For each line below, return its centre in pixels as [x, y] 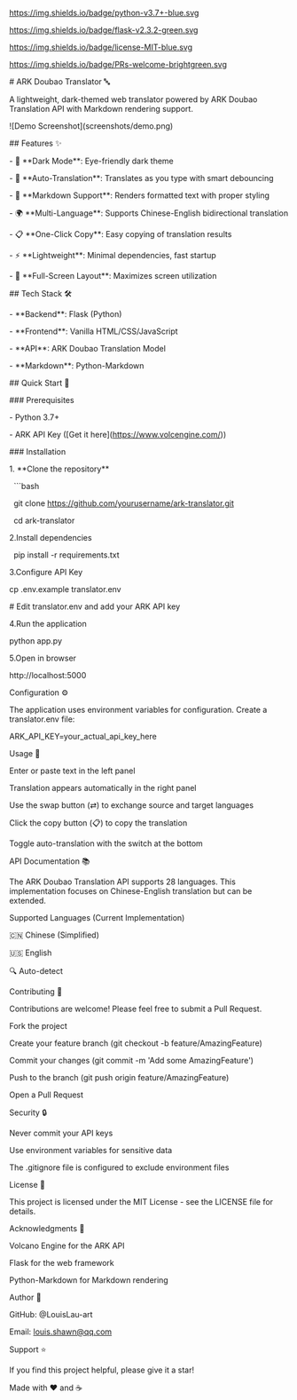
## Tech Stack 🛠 [41, 293]
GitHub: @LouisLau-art [51, 1314]
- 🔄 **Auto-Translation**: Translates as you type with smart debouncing [141, 178]
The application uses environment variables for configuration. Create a [138, 710]
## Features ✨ [35, 143]
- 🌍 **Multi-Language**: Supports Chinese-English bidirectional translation [149, 213]
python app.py [36, 641]
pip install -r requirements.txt [66, 555]
